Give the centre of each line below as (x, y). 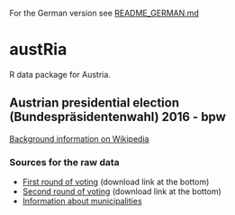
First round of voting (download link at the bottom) (116, 182)
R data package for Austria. (60, 74)
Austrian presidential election (95, 103)
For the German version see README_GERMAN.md (104, 13)
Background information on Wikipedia (79, 138)
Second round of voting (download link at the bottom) (122, 192)
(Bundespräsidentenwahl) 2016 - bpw (118, 117)
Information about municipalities (82, 201)
